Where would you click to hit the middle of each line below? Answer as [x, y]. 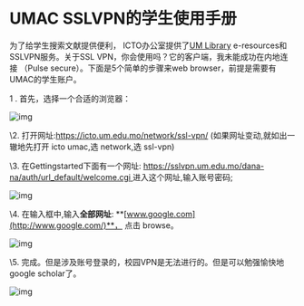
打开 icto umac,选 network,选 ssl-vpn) [104, 147]
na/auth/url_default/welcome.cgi [70, 177]
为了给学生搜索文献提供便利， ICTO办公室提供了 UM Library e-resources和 [148, 45]
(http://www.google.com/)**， [66, 225]
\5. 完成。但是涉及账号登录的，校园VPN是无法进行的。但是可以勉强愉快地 [147, 262]
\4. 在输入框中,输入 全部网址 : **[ [68, 214]
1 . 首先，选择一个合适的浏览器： [70, 98]
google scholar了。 [45, 273]
